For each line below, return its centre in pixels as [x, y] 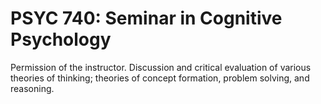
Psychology [61, 39]
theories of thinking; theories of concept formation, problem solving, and [160, 78]
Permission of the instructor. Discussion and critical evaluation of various [161, 67]
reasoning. [32, 88]
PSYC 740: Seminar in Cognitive [146, 18]
